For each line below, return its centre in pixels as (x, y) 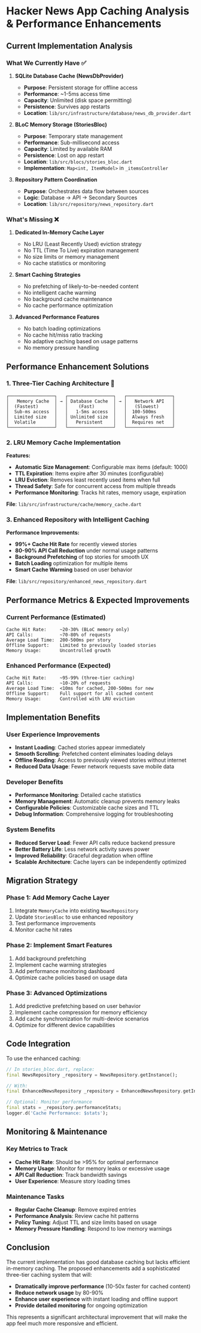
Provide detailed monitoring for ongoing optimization (81, 1305)
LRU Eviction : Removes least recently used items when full (87, 480)
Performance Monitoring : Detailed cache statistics (78, 795)
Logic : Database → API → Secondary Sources (80, 197)
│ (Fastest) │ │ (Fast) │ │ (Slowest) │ (91, 406)
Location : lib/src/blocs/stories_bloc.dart (78, 161)
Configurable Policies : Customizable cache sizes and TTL (87, 808)
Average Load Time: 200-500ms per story (59, 640)
